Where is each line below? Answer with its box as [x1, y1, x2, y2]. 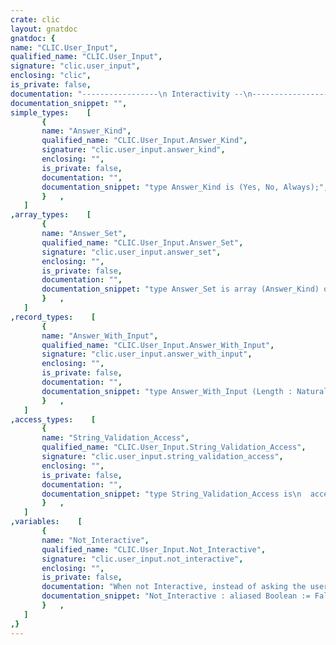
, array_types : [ [10, 210, 92, 220]
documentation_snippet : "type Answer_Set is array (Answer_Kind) [41, 284, 320, 295]
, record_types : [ [10, 312, 97, 322]
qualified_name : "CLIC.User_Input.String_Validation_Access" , [41, 442, 307, 453]
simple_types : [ [10, 107, 92, 118]
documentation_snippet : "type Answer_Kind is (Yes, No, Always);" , [41, 182, 329, 192]
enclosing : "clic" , [10, 71, 92, 81]
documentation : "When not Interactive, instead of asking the [41, 582, 307, 592]
